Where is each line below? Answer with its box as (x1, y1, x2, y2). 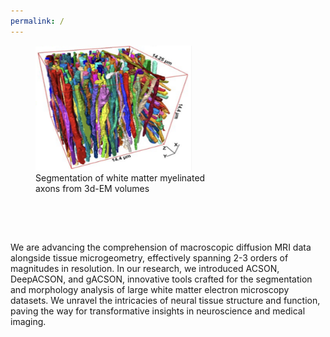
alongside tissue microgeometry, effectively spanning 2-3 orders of (10, 251, 289, 264)
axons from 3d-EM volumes (35, 182, 150, 194)
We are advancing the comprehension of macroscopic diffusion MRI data (10, 241, 312, 253)
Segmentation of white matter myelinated (35, 171, 206, 184)
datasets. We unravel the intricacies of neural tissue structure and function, (10, 294, 321, 306)
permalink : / (10, 16, 65, 26)
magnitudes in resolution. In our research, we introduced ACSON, (10, 262, 280, 274)
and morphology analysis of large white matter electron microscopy (10, 283, 290, 295)
